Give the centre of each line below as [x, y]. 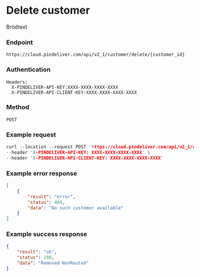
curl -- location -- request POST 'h [50, 147]
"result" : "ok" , [37, 252]
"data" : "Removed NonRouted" [53, 263]
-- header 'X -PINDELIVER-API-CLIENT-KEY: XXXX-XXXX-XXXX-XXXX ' [85, 158]
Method [18, 107]
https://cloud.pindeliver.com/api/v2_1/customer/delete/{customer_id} [96, 55]
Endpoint [20, 42]
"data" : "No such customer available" [76, 208]
